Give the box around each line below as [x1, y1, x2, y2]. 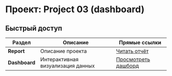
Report [8, 47, 25, 55]
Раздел [12, 39, 31, 46]
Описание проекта [40, 47, 87, 55]
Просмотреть [116, 56, 150, 63]
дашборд [116, 62, 139, 69]
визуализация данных [40, 62, 95, 69]
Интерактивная [40, 56, 79, 63]
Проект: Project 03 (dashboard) [5, 4, 145, 15]
